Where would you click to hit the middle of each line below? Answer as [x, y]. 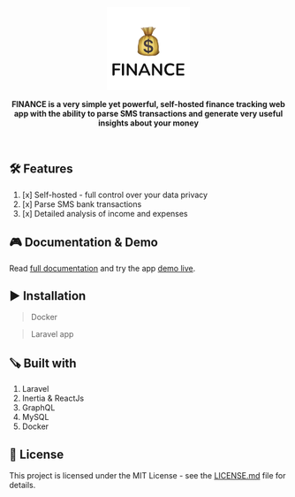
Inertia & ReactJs [53, 398]
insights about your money [148, 123]
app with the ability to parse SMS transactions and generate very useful [148, 114]
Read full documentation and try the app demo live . [102, 268]
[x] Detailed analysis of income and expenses [105, 213]
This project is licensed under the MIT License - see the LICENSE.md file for [147, 476]
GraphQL [38, 408]
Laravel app [52, 334]
